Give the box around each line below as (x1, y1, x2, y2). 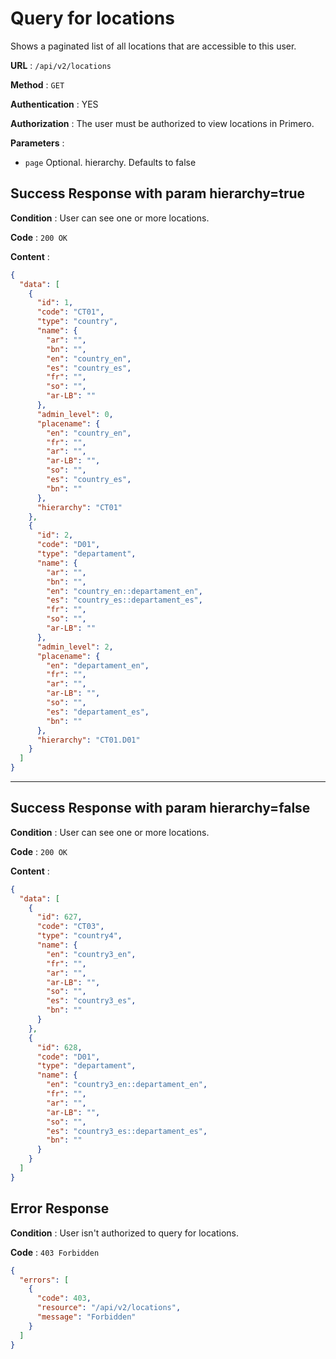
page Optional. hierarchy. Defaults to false (24, 156, 197, 168)
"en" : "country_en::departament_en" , (46, 586, 203, 596)
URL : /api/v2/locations (10, 59, 112, 71)
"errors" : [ (19, 1275, 70, 1285)
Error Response (10, 1200, 110, 1217)
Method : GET (10, 78, 65, 91)
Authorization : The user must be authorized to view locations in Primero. (10, 117, 315, 129)
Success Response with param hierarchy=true (10, 185, 306, 202)
